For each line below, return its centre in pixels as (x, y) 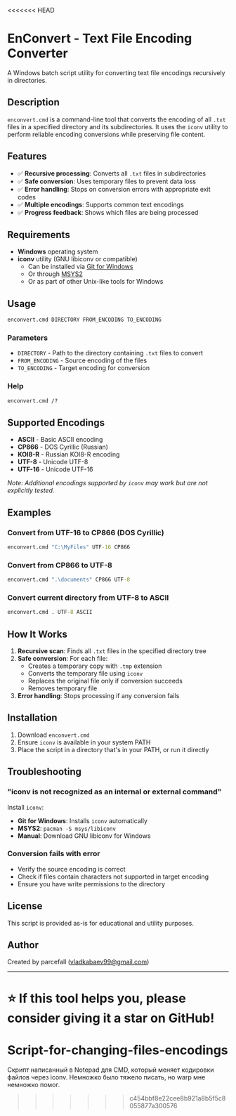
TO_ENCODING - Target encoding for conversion (83, 368)
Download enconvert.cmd (53, 735)
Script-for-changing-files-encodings (118, 1050)
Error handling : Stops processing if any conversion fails (98, 696)
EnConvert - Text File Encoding (100, 39)
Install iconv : (26, 807)
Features (27, 156)
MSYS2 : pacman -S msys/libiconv (66, 828)
